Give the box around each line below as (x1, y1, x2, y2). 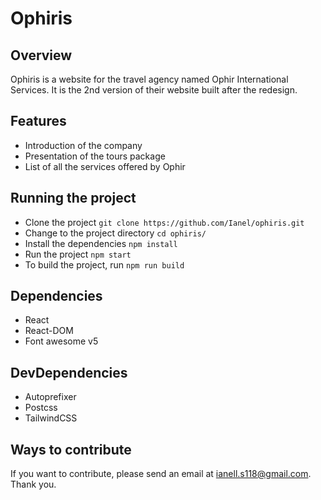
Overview (10, 47, 73, 64)
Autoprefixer (24, 391, 77, 403)
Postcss (24, 402, 58, 414)
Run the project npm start (24, 248, 132, 260)
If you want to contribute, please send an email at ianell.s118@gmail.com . (10, 468, 312, 480)
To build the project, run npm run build (24, 258, 185, 271)
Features (10, 113, 67, 130)
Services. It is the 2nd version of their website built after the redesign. (10, 84, 298, 96)
